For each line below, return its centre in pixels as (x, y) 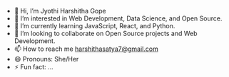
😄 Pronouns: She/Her (46, 59)
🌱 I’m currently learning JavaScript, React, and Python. (95, 26)
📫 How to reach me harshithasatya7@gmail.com (86, 49)
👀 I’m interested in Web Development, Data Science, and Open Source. (118, 18)
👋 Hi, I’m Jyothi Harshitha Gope (60, 11)
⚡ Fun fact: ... (34, 67)
